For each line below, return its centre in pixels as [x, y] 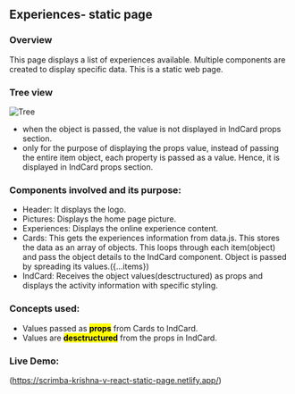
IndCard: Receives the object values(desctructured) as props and [143, 276]
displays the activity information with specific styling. [120, 286]
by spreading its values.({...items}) [85, 266]
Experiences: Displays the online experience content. [120, 229]
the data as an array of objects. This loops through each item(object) [149, 247]
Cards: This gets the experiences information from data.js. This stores [151, 238]
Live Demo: [34, 361]
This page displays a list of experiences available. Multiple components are [147, 59]
